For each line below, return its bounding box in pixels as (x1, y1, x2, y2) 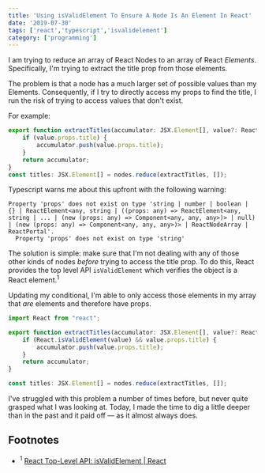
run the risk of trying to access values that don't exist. (8, 96, 184, 105)
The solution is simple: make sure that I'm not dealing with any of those (8, 248, 240, 258)
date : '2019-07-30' (8, 19, 73, 27)
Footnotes (8, 433, 59, 447)
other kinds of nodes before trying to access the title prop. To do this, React (8, 257, 255, 267)
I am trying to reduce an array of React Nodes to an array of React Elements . (8, 55, 257, 65)
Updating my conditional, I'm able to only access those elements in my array (8, 290, 256, 301)
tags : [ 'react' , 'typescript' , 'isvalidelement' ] (8, 26, 168, 34)
